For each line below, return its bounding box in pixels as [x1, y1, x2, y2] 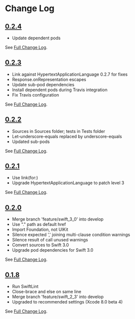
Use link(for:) [12, 175, 39, 181]
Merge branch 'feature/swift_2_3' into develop [12, 294, 104, 300]
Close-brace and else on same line [12, 289, 81, 295]
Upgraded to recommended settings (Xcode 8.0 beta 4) [12, 299, 123, 305]
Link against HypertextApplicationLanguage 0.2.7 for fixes [12, 71, 128, 77]
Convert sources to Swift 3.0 [12, 242, 69, 248]
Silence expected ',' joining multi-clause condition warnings [12, 232, 130, 238]
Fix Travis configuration [12, 92, 59, 97]
